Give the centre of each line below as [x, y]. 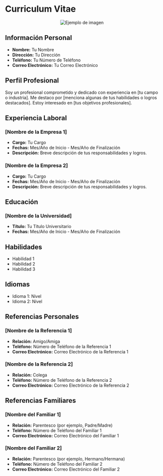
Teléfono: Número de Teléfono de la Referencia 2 [62, 380]
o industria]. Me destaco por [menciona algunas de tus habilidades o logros [81, 97]
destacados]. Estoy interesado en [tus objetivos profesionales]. [69, 103]
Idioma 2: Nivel [27, 301]
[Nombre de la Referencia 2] [39, 364]
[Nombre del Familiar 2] [33, 448]
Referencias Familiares [41, 401]
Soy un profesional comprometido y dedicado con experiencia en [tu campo [82, 92]
